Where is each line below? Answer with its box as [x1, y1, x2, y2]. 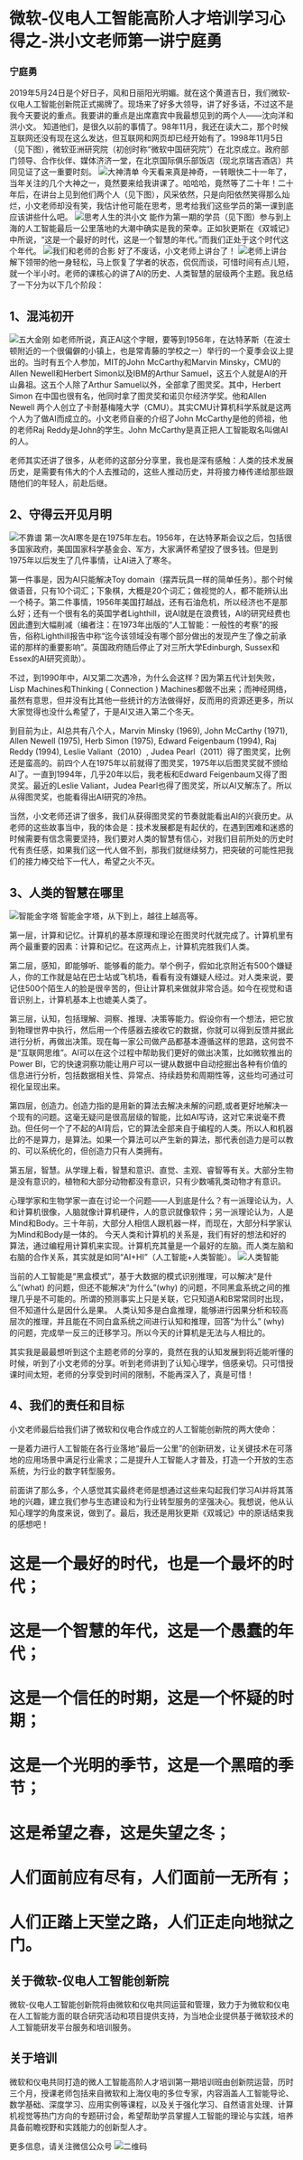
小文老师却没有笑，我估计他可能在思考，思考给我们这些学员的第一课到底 [24, 201, 294, 211]
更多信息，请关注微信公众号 [9, 2140, 113, 2151]
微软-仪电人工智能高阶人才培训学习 [9, 8, 271, 29]
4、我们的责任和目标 [9, 1398, 124, 1414]
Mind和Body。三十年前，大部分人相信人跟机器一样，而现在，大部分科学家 [9, 1217, 284, 1229]
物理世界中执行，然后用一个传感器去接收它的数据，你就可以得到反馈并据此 [16, 1024, 294, 1035]
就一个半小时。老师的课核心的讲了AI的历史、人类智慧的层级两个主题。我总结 [9, 268, 294, 279]
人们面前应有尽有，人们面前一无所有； [9, 1867, 295, 1888]
